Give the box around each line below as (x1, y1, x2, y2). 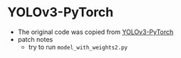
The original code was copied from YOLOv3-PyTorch (17, 28, 174, 36)
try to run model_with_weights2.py (28, 42, 128, 51)
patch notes (17, 35, 53, 43)
